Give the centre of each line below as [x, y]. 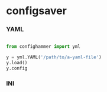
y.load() [17, 63]
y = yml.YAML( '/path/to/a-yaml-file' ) [54, 57]
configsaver [36, 11]
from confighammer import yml [43, 47]
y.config [17, 68]
